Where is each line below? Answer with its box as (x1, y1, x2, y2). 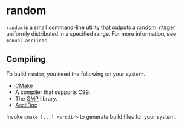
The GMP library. (15, 94, 57, 102)
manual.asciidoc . (6, 36, 49, 44)
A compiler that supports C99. (15, 88, 91, 96)
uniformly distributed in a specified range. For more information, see (6, 30, 177, 37)
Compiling (6, 54, 47, 64)
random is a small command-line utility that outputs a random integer (6, 24, 175, 31)
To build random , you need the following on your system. (6, 70, 145, 78)
